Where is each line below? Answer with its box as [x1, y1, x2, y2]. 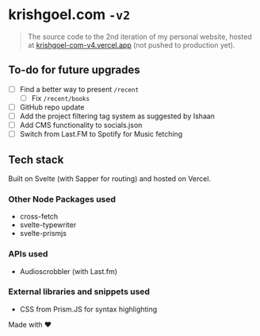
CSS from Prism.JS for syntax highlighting [19, 304, 158, 314]
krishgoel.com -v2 [8, 6, 131, 24]
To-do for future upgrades [8, 64, 140, 77]
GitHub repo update [19, 102, 85, 112]
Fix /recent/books [31, 93, 90, 102]
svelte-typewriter [19, 220, 77, 230]
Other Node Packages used [8, 193, 117, 204]
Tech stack [8, 153, 64, 166]
